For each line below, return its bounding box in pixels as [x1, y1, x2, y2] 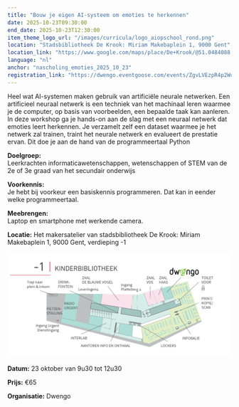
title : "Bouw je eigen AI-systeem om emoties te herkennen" [7, 11, 190, 18]
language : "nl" [7, 57, 53, 64]
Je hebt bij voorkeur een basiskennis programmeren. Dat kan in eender [7, 187, 216, 196]
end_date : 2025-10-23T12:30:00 [7, 26, 100, 33]
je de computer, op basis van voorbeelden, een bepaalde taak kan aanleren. [7, 107, 230, 115]
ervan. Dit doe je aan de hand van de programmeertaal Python [7, 137, 191, 146]
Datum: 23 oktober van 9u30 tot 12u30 [7, 364, 122, 373]
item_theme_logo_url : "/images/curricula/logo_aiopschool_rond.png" [7, 34, 215, 41]
